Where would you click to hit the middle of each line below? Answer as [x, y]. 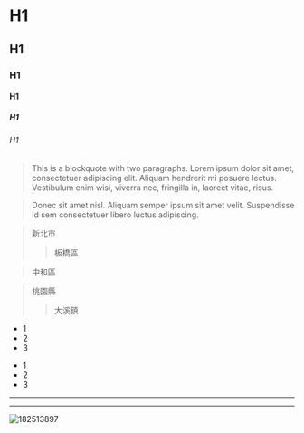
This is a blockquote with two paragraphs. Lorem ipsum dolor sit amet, [163, 168]
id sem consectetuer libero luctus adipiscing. [115, 215]
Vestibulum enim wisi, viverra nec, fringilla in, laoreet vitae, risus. [152, 188]
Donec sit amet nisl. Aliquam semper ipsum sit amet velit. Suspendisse [163, 205]
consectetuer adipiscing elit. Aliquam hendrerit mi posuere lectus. [154, 178]
